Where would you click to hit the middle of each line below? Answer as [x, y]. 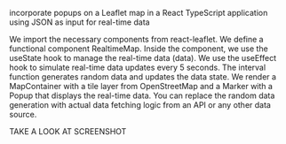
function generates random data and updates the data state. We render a [143, 77]
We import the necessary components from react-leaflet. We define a [136, 39]
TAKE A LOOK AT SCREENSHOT [68, 131]
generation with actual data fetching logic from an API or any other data [140, 105]
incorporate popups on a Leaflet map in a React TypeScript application [139, 13]
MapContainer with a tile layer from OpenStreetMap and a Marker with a [141, 86]
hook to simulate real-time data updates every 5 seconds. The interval [138, 67]
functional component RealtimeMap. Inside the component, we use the [139, 49]
